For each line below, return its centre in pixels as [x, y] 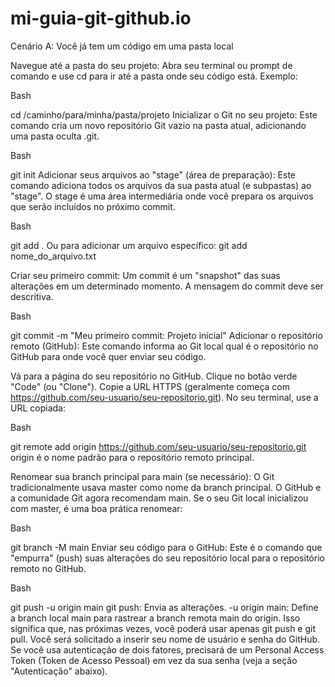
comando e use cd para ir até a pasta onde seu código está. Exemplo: [154, 76]
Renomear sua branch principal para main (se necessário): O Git [142, 476]
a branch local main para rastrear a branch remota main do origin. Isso [155, 618]
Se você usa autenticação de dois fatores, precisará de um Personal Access [167, 649]
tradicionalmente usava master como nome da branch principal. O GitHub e [166, 487]
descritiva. [32, 296]
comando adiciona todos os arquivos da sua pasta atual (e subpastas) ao [161, 185]
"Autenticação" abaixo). [59, 671]
